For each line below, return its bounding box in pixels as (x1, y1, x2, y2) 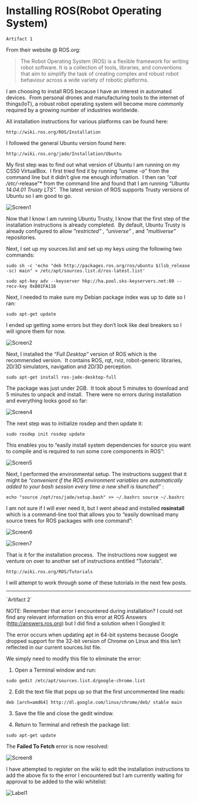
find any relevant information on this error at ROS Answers (6, 614, 147, 621)
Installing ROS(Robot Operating (6, 4, 162, 18)
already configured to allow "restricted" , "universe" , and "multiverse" (6, 227, 176, 234)
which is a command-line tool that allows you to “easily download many (6, 511, 179, 518)
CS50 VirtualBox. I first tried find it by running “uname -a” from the (6, 167, 169, 174)
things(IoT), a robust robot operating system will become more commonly (6, 100, 184, 107)
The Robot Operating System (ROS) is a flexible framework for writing (20, 58, 189, 65)
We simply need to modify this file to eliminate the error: (6, 655, 142, 662)
